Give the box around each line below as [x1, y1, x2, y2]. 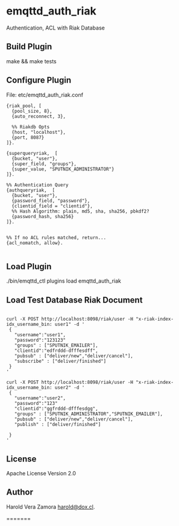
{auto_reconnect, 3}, [11, 113, 66, 119]
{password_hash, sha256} [11, 213, 74, 219]
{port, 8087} [11, 134, 45, 140]
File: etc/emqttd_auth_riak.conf [6, 91, 83, 98]
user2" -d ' [54, 384, 85, 391]
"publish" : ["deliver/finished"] [14, 422, 101, 428]
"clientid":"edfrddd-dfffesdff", [14, 348, 98, 354]
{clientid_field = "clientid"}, [11, 203, 93, 209]
